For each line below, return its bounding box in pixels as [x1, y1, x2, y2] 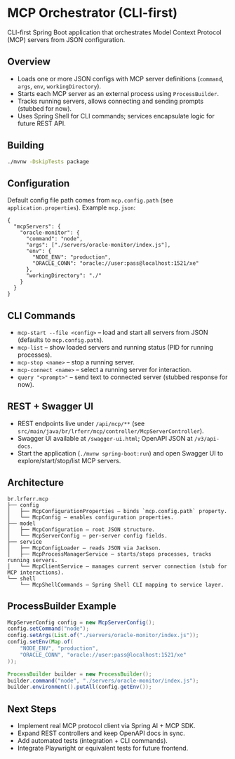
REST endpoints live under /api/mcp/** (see [17, 419, 145, 428]
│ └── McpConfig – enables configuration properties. [7, 514, 174, 521]
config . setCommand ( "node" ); [7, 625, 90, 632]
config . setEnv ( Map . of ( [7, 638, 74, 645]
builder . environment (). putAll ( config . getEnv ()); [7, 683, 152, 691]
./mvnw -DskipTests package [7, 158, 90, 165]
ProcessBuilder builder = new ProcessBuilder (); [7, 671, 152, 678]
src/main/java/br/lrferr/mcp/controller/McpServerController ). [17, 426, 205, 435]
